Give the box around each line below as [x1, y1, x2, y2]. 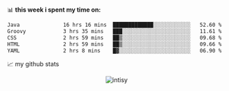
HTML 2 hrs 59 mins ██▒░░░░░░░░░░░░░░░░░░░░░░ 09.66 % [7, 41, 222, 48]
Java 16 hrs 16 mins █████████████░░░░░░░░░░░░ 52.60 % [7, 21, 222, 28]
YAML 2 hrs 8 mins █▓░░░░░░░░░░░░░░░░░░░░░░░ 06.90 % [7, 47, 222, 54]
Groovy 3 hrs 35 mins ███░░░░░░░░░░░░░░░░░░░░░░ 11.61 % [7, 28, 222, 34]
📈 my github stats [7, 60, 60, 68]
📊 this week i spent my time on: [7, 6, 101, 14]
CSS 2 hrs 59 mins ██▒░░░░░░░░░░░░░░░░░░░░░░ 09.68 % [7, 34, 222, 41]
